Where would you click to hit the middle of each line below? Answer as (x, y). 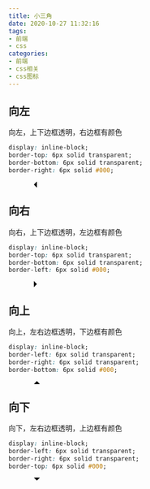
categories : (28, 54)
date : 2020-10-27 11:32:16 (54, 24)
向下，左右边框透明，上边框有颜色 (65, 428)
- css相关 (24, 69)
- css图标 (24, 76)
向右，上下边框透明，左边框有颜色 (65, 232)
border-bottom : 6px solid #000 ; (63, 370)
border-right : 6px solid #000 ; (61, 171)
